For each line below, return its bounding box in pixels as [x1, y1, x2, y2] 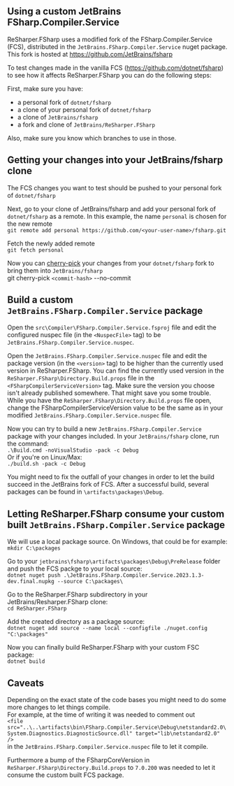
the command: [7, 440, 49, 448]
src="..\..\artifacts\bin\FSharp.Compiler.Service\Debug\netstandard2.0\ [7, 724, 227, 731]
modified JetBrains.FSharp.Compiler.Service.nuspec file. [7, 411, 173, 420]
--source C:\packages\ [57, 578, 124, 585]
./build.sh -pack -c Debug [7, 461, 86, 468]
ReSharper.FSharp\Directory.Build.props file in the [7, 374, 155, 383]
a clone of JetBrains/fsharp [17, 113, 98, 121]
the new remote [7, 220, 52, 228]
